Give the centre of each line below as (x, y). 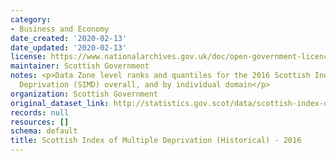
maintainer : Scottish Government (80, 66)
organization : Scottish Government (84, 94)
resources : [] (40, 122)
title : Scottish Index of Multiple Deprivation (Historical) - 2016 (156, 141)
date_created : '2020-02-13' (69, 38)
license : (28, 57)
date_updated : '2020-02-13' (69, 47)
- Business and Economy (60, 29)
